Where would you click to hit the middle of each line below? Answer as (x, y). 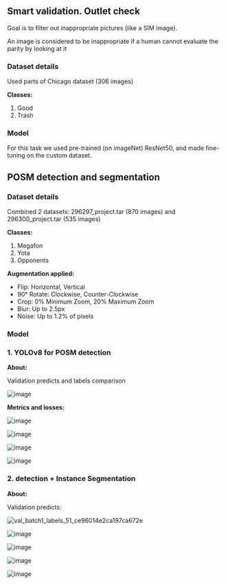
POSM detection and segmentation (83, 177)
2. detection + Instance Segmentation (71, 479)
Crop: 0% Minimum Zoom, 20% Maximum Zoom (86, 301)
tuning (16, 156)
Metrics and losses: (36, 407)
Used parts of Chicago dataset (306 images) (70, 81)
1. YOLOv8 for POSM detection (59, 352)
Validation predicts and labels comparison (66, 381)
